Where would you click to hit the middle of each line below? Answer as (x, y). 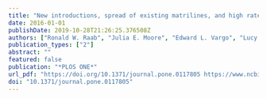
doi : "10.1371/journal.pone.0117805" (71, 81)
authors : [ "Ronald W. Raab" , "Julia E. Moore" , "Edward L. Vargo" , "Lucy (133, 38)
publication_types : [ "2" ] (51, 45)
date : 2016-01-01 (37, 23)
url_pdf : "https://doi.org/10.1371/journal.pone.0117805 (104, 74)
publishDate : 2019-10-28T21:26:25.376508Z (79, 30)
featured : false (35, 60)
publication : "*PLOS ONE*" (53, 67)
